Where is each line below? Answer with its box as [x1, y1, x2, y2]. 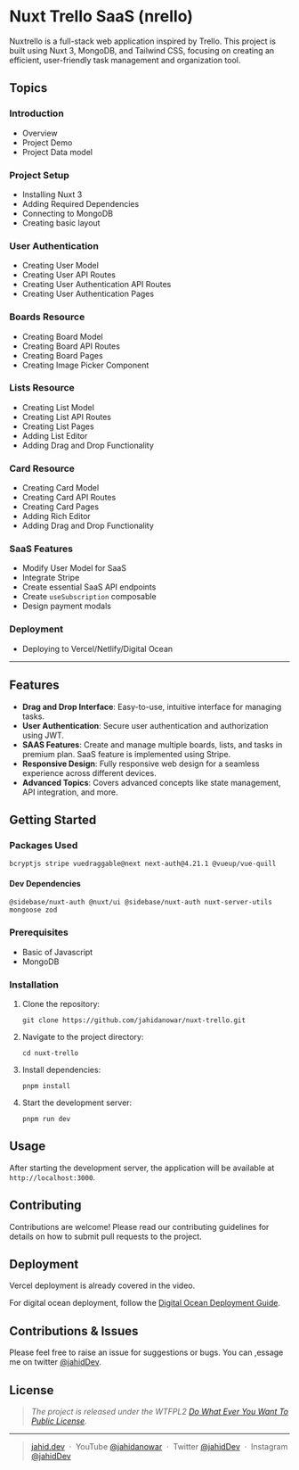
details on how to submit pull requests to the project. [9, 1231, 202, 1242]
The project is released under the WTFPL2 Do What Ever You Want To [30, 1407, 289, 1417]
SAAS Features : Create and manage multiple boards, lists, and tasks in [21, 739, 283, 750]
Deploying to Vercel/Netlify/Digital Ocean [21, 643, 174, 654]
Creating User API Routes [21, 269, 116, 280]
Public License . [30, 1416, 87, 1426]
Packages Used [9, 838, 78, 851]
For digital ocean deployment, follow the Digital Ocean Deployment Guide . [9, 1298, 280, 1309]
